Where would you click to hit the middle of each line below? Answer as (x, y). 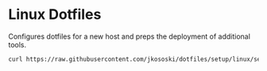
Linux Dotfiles (55, 15)
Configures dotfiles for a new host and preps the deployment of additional (129, 36)
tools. (17, 44)
